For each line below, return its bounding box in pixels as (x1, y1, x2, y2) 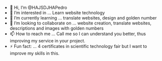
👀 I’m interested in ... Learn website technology (9, 10, 105, 16)
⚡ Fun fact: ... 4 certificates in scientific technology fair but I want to (9, 43, 147, 49)
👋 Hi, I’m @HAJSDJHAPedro (9, 5, 67, 10)
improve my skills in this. (9, 50, 60, 56)
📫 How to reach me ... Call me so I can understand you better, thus (9, 31, 146, 37)
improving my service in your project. (9, 38, 85, 43)
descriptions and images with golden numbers (9, 25, 104, 31)
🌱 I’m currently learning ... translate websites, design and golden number (9, 15, 157, 20)
